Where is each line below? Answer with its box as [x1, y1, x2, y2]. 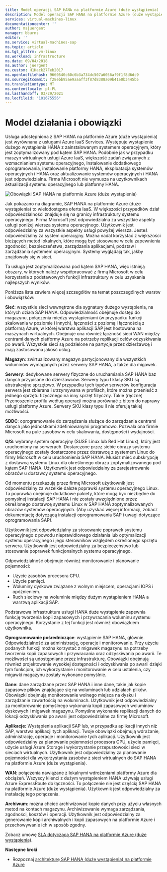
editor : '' [5, 35, 28, 40]
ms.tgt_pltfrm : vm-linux [5, 49, 57, 54]
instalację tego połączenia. [5, 791, 60, 797]
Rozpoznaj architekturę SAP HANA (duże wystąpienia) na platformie [12, 857, 152, 863]
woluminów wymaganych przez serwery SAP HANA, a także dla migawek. [5, 362, 157, 368]
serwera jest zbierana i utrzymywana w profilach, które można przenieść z [5, 387, 158, 393]
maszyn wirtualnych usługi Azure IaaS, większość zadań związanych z [5, 155, 150, 161]
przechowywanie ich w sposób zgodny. [5, 822, 86, 828]
